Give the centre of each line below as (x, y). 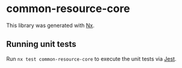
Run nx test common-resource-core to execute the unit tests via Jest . (91, 58)
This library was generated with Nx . (50, 25)
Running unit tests (41, 44)
